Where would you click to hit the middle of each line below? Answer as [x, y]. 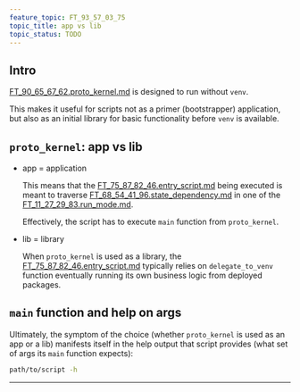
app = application [54, 168]
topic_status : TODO [46, 34]
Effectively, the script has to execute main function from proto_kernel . [150, 221]
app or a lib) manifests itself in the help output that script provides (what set [149, 344]
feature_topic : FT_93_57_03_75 [67, 17]
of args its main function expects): [71, 353]
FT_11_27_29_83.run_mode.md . [78, 204]
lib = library [43, 239]
